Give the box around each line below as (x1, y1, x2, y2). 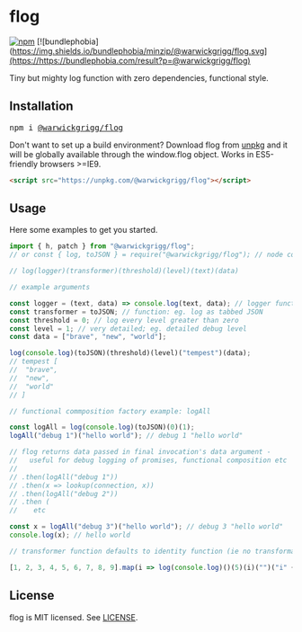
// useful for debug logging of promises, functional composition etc (9, 456, 288, 465)
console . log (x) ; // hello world (9, 530, 130, 540)
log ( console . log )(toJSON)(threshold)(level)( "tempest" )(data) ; (9, 349, 252, 358)
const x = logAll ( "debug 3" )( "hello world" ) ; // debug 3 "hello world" (9, 522, 283, 531)
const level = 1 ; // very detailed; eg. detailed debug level (9, 324, 247, 334)
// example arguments (9, 283, 91, 292)
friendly (9, 158, 39, 169)
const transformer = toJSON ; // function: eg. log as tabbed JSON (9, 307, 263, 316)
